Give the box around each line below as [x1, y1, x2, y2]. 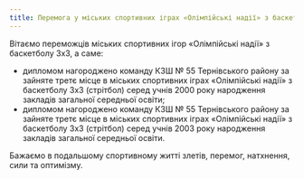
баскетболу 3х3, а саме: [9, 47, 104, 59]
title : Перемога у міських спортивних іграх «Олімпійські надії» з [9, 13, 270, 23]
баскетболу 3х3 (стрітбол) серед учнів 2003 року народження [22, 123, 266, 134]
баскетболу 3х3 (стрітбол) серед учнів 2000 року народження [22, 84, 266, 95]
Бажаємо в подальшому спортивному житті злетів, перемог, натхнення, [9, 150, 290, 161]
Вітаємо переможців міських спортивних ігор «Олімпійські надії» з [9, 38, 270, 49]
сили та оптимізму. [9, 159, 83, 170]
